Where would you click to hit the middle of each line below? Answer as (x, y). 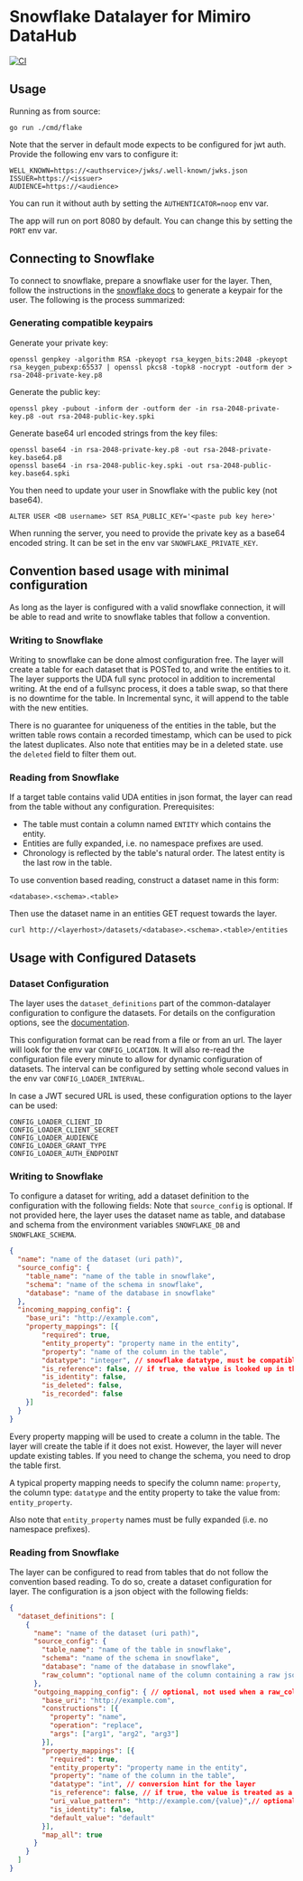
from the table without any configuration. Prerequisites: (112, 807)
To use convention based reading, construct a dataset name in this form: (144, 880)
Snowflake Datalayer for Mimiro (130, 17)
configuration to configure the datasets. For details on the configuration (142, 1012)
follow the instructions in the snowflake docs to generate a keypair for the (146, 290)
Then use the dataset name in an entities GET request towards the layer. (143, 914)
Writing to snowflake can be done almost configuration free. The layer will (147, 659)
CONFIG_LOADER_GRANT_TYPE (58, 1145)
